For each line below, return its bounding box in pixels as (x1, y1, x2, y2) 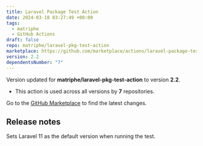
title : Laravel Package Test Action (6, 8, 98, 15)
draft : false (6, 37, 39, 43)
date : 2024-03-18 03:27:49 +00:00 (6, 14, 94, 21)
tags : (6, 20, 20, 26)
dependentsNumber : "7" (6, 59, 63, 65)
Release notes (6, 116, 61, 127)
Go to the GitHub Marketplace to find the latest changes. (6, 99, 147, 106)
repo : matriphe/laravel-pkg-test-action (6, 43, 110, 49)
